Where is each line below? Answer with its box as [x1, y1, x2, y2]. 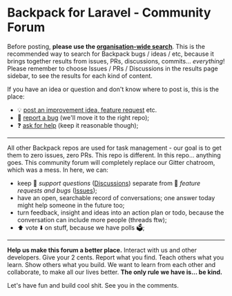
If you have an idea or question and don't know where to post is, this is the [7, 85, 220, 93]
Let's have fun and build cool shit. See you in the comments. [7, 281, 180, 289]
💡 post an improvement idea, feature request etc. [17, 106, 157, 114]
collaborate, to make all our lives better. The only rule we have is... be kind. [7, 268, 223, 276]
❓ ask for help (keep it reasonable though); [17, 121, 139, 129]
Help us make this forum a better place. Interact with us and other [7, 246, 197, 254]
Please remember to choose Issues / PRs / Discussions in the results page [7, 64, 219, 72]
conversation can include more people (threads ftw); [17, 215, 167, 224]
